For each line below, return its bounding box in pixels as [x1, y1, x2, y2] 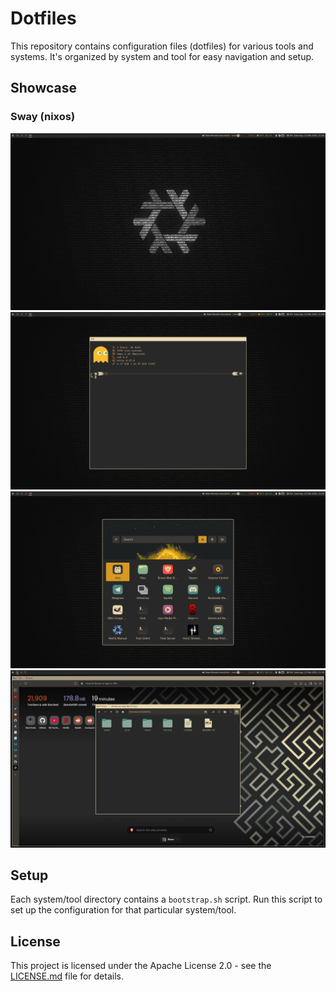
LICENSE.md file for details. [10, 970, 124, 982]
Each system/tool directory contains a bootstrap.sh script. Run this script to [10, 893, 323, 906]
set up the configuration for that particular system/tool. [10, 904, 237, 916]
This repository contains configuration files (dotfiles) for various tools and [10, 40, 314, 52]
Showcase [10, 80, 78, 97]
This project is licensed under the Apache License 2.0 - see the [10, 960, 272, 972]
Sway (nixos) [10, 110, 76, 124]
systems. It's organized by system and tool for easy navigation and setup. [10, 50, 315, 62]
